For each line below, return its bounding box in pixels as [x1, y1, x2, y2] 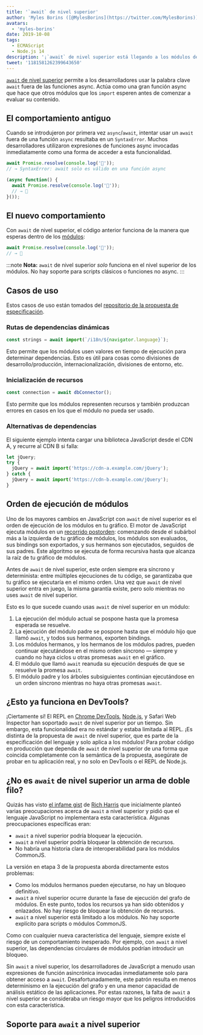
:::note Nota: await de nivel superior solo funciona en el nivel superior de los [6, 261, 196, 269]
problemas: [6, 869, 34, 877]
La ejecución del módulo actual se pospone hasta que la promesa [14, 615, 179, 622]
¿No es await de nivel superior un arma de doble [6, 775, 190, 786]
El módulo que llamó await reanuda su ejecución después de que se [14, 660, 185, 667]
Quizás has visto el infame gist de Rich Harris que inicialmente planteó [6, 801, 181, 808]
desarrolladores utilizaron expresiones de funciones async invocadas [6, 142, 179, 149]
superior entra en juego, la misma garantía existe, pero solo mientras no [6, 584, 185, 592]
